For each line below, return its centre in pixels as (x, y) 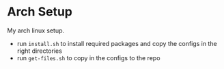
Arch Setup (40, 12)
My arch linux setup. (36, 30)
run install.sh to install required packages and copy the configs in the (117, 43)
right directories (40, 51)
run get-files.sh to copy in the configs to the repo (88, 57)
